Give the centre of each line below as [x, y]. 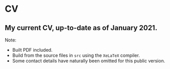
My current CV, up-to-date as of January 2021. [81, 28]
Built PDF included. [32, 50]
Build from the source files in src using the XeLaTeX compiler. [76, 55]
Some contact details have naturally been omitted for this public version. [89, 61]
